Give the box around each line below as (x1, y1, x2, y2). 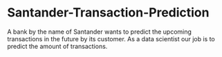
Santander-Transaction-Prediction (7, 5, 210, 21)
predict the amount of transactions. (7, 42, 108, 50)
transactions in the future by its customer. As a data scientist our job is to (7, 34, 216, 43)
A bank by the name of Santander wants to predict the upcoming (7, 27, 192, 36)
